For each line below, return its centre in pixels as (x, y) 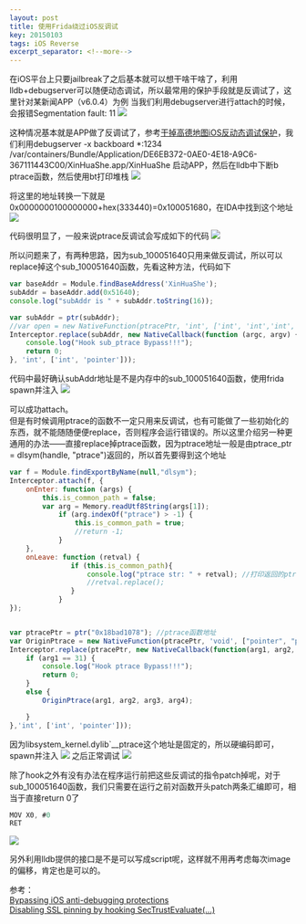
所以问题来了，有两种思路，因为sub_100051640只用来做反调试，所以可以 (146, 256)
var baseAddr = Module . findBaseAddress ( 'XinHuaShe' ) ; (114, 284)
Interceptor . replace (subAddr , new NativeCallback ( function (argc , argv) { (154, 334)
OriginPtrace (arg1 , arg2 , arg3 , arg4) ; (118, 700)
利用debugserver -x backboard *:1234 (89, 144)
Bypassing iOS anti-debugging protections (89, 900)
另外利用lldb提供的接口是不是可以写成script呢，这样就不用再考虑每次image (150, 859)
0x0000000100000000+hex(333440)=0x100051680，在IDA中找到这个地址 (151, 207)
